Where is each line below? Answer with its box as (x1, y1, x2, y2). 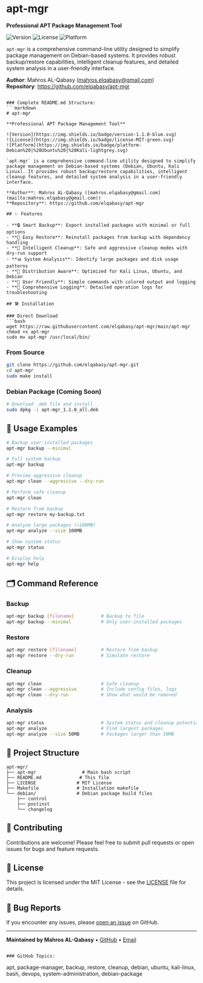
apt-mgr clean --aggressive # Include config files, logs (6, 686, 177, 693)
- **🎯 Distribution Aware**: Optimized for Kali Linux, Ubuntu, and (6, 268, 182, 274)
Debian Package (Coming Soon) (6, 387, 101, 396)
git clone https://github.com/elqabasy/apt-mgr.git (6, 362, 139, 368)
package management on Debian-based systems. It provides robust (6, 51, 176, 59)
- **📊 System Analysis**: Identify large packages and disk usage (6, 256, 179, 262)
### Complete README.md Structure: (6, 99, 96, 106)
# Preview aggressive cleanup (6, 472, 83, 479)
